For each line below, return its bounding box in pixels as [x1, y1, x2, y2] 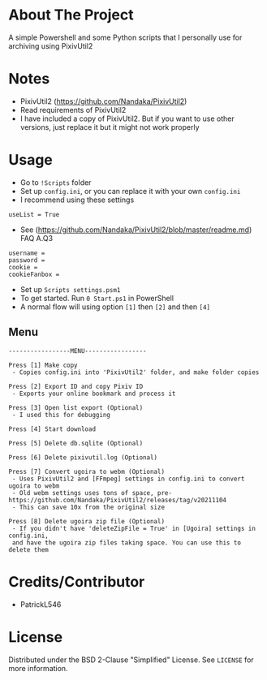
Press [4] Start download [8, 424, 96, 433]
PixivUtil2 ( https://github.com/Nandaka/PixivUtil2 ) [19, 96, 187, 106]
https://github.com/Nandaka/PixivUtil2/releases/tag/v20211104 [8, 496, 227, 504]
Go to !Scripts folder [19, 177, 92, 187]
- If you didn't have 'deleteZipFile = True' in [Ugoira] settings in [11, 524, 256, 532]
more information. [8, 663, 68, 673]
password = [8, 256, 45, 265]
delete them [8, 545, 49, 553]
